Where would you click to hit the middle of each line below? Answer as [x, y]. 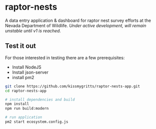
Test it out [21, 46]
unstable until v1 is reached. [33, 31]
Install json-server [30, 72]
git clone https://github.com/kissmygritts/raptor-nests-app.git [72, 86]
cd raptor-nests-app [26, 91]
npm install [17, 104]
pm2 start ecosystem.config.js [37, 122]
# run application [24, 117]
